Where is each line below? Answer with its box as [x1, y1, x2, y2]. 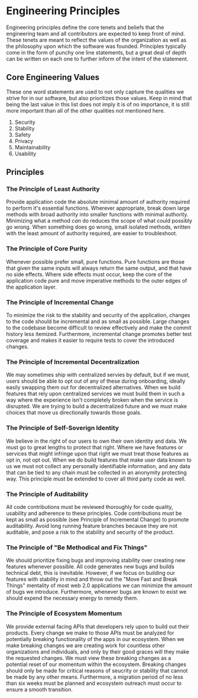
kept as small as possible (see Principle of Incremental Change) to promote [6, 516, 189, 523]
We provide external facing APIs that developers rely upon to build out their [6, 623, 190, 630]
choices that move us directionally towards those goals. [6, 409, 142, 416]
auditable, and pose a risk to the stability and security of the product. [6, 529, 174, 536]
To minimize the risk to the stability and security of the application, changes [6, 312, 191, 319]
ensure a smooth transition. [6, 686, 73, 693]
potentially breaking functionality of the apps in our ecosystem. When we [6, 635, 184, 642]
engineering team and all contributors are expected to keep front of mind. [6, 30, 185, 37]
